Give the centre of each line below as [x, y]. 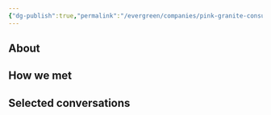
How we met [40, 76]
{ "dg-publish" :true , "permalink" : [65, 16]
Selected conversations [69, 103]
